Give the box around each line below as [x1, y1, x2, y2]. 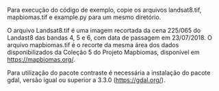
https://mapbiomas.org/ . [7, 55, 75, 64]
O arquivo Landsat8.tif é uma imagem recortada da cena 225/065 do [7, 27, 201, 34]
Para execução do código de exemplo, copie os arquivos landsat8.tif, [7, 6, 202, 14]
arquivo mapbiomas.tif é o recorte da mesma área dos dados [7, 41, 179, 49]
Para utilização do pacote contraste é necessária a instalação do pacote [7, 68, 211, 77]
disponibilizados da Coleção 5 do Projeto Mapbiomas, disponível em [7, 48, 200, 56]
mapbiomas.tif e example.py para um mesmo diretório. [7, 13, 162, 21]
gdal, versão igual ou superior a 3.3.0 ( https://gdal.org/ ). [7, 76, 166, 84]
